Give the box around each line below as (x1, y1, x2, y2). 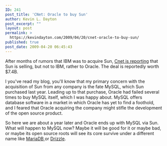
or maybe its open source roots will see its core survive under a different (5, 130, 155, 136)
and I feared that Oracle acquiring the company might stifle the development (5, 105, 163, 111)
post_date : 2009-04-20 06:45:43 (5, 44, 72, 49)
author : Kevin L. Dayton (5, 16, 57, 21)
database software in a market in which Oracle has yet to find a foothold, (5, 99, 155, 105)
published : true (5, 40, 39, 45)
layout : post (5, 26, 32, 31)
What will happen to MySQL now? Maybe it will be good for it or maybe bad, (5, 125, 162, 131)
